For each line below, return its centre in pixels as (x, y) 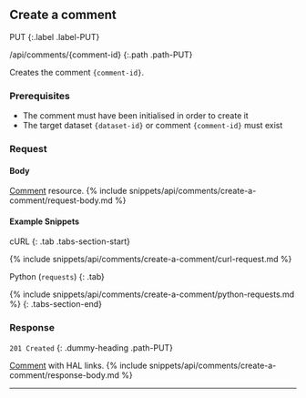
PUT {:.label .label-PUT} (55, 36)
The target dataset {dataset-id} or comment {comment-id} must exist (153, 126)
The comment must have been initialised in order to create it (135, 116)
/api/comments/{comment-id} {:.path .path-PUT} (101, 55)
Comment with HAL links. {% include (78, 365)
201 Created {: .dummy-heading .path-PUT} (92, 347)
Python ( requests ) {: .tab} (57, 277)
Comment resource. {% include (68, 191)
